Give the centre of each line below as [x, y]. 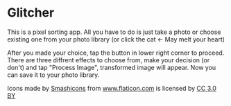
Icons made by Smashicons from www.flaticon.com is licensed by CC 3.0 [112, 88]
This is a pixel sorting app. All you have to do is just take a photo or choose [114, 32]
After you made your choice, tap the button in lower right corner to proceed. [116, 53]
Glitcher [31, 13]
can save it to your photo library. [53, 75]
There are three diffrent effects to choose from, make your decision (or [109, 60]
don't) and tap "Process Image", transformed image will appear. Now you [112, 67]
